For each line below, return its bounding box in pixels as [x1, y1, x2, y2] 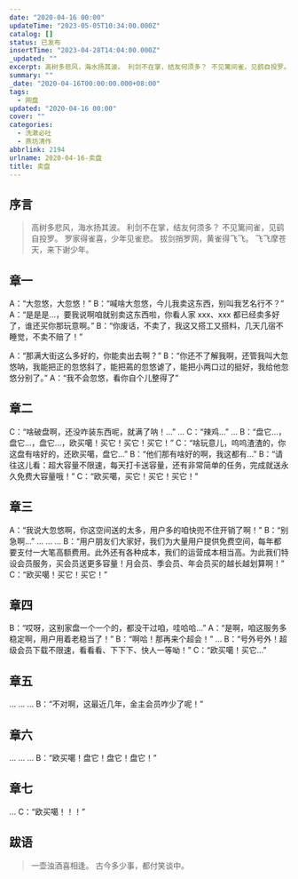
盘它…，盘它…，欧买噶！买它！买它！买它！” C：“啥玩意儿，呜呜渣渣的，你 [9, 437, 286, 448]
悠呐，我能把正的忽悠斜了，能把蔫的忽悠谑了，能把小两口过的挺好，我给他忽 [9, 362, 289, 372]
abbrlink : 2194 [9, 145, 66, 154]
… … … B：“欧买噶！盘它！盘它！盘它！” [9, 753, 157, 763]
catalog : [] [9, 29, 53, 38]
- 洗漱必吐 [17, 129, 52, 138]
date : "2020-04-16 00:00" [9, 12, 105, 22]
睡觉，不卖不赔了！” [9, 332, 83, 342]
